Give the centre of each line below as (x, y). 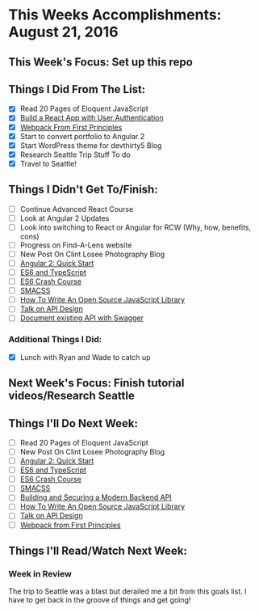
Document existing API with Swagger (81, 318)
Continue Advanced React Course (77, 209)
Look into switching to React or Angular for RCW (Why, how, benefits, (136, 227)
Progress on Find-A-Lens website (76, 245)
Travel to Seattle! (48, 163)
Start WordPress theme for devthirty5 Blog (91, 145)
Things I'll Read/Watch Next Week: (98, 550)
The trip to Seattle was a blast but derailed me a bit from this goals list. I (127, 591)
